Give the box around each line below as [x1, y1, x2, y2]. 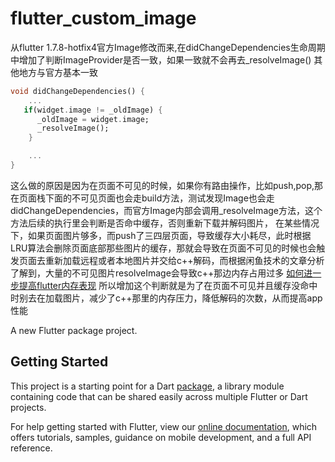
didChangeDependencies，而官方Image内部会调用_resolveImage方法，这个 [10, 204, 323, 216]
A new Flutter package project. [10, 324, 138, 336]
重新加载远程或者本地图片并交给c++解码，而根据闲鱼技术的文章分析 [44, 254, 325, 266]
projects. [10, 401, 47, 413]
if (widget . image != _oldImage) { [23, 105, 163, 115]
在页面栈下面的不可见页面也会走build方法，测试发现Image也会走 [10, 192, 275, 204]
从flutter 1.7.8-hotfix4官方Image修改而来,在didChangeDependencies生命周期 [10, 41, 326, 53]
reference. [10, 442, 53, 454]
